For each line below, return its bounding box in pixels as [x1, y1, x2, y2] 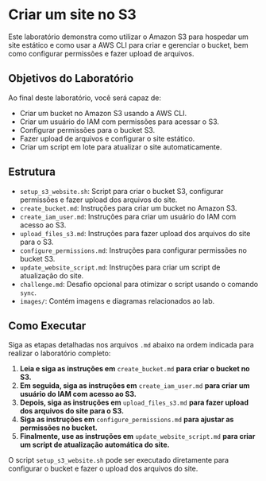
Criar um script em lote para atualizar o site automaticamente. [19, 142, 222, 152]
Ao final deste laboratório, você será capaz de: [8, 93, 161, 103]
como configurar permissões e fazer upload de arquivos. [8, 48, 195, 58]
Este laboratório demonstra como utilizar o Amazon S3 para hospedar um [8, 32, 249, 41]
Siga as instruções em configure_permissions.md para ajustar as [19, 415, 234, 425]
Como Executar [8, 319, 87, 332]
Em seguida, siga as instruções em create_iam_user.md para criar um [19, 381, 250, 390]
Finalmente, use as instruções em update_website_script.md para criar [19, 432, 256, 441]
